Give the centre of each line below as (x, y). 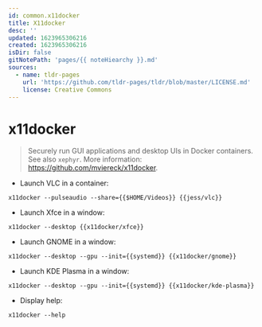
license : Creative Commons (67, 90)
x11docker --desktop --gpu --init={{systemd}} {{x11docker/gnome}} (123, 257)
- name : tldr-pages (48, 75)
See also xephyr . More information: (85, 159)
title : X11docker (37, 23)
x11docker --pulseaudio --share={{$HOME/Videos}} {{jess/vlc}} (115, 198)
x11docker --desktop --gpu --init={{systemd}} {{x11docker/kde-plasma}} (131, 286)
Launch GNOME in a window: (68, 242)
